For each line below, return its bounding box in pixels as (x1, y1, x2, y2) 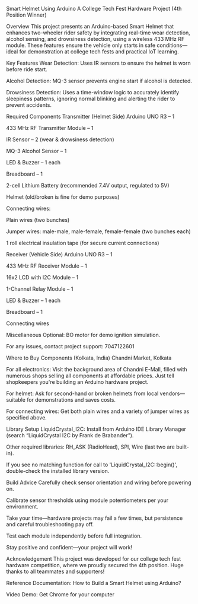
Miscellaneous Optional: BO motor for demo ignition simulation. (6, 332, 161, 338)
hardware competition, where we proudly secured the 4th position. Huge (6, 562, 184, 568)
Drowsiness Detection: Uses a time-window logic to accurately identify (6, 89, 180, 96)
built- (175, 443, 190, 450)
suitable (6, 396, 25, 403)
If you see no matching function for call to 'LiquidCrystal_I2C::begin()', (6, 461, 178, 468)
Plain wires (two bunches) (6, 217, 70, 223)
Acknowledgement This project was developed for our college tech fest (6, 555, 181, 562)
